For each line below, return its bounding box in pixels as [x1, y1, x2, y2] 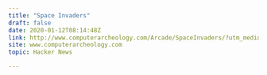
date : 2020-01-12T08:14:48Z [8, 26, 102, 34]
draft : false [8, 19, 52, 27]
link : [8, 33, 26, 42]
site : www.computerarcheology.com [8, 41, 123, 49]
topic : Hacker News [8, 48, 73, 56]
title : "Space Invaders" [8, 11, 91, 20]
